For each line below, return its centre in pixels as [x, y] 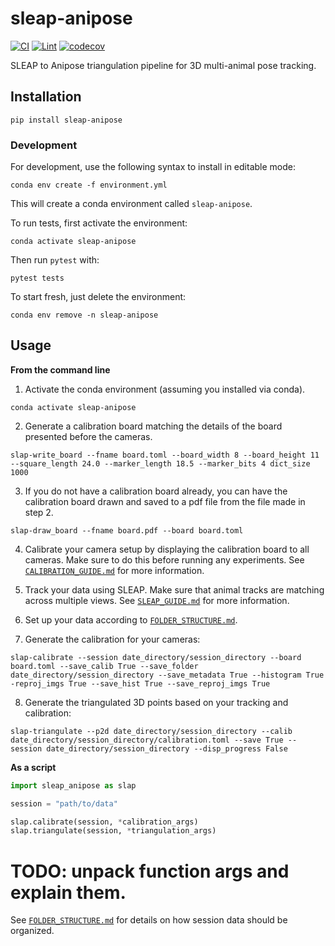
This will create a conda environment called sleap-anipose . [131, 204]
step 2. [39, 512]
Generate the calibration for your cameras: [112, 639]
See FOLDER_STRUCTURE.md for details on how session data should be [149, 920]
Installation [46, 97]
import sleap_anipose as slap [73, 785]
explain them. [68, 892]
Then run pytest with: [55, 260]
